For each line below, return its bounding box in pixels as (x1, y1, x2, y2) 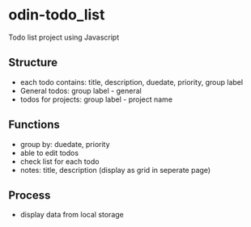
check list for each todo (19, 156, 100, 166)
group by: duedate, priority (19, 139, 111, 149)
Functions (8, 118, 61, 132)
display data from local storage (19, 210, 124, 220)
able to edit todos (19, 148, 79, 158)
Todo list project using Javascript (8, 32, 120, 42)
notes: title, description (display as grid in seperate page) (19, 165, 211, 174)
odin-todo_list (8, 6, 105, 24)
